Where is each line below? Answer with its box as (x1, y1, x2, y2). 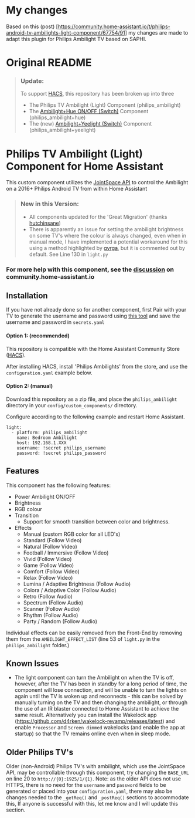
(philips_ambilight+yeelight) (29, 127, 96, 134)
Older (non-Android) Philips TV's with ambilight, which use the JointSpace (6, 763, 186, 770)
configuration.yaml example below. (6, 369, 93, 376)
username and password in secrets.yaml (6, 319, 105, 326)
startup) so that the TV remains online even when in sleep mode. (14, 730, 171, 737)
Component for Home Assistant (6, 160, 163, 173)
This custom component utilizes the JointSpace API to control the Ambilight (6, 179, 189, 186)
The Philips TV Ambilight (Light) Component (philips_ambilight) (29, 102, 181, 109)
